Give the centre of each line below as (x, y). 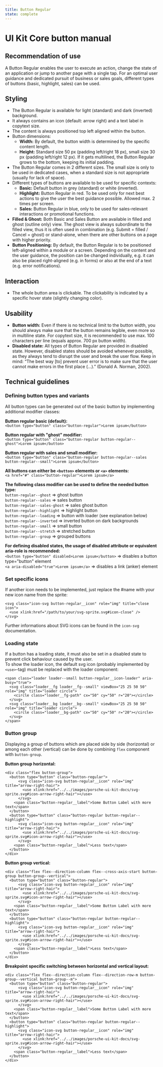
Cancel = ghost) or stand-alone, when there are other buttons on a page (84, 235)
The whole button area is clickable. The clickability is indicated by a (80, 293)
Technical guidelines (37, 382)
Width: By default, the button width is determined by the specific (84, 141)
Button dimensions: (31, 136)
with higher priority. (32, 240)
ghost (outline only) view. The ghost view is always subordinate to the (82, 224)
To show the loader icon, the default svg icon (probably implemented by (77, 664)
